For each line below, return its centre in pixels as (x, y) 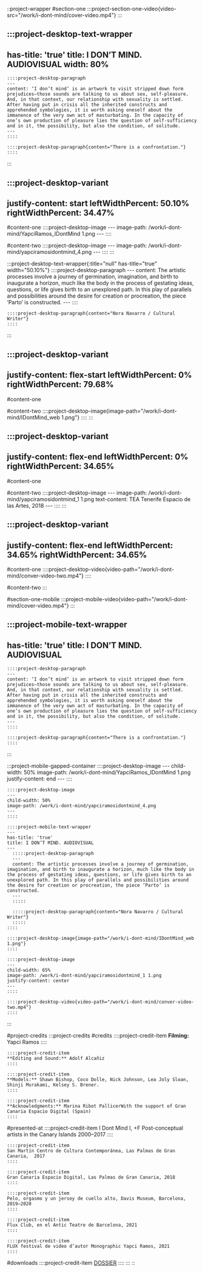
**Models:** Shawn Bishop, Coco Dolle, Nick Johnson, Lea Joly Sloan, (98, 1080)
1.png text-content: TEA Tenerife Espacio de (135, 499)
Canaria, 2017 (26, 1156)
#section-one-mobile (33, 599)
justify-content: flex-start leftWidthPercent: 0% (100, 375)
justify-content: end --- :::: (40, 779)
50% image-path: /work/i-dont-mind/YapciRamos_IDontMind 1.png (107, 773)
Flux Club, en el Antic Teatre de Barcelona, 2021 (72, 1225)
